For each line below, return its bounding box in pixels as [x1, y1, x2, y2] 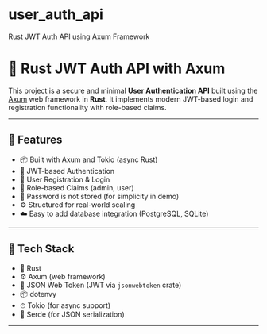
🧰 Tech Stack [8, 242, 75, 255]
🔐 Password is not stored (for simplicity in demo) [19, 191, 180, 201]
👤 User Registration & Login [19, 175, 110, 184]
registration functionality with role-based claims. [8, 102, 167, 112]
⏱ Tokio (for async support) [19, 300, 111, 310]
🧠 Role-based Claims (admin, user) [19, 182, 134, 192]
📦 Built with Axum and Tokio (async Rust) [19, 155, 158, 164]
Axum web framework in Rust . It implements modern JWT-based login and [8, 94, 253, 104]
